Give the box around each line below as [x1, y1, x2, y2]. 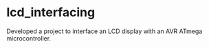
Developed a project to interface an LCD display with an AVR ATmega [6, 27, 203, 35]
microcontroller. [6, 34, 52, 42]
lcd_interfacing [6, 5, 96, 20]
